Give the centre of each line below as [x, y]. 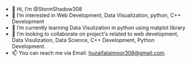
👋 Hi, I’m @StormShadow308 [47, 9]
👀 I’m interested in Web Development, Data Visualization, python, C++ [96, 15]
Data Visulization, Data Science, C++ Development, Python [83, 40]
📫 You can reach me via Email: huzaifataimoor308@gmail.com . [89, 53]
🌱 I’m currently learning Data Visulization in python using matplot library [98, 27]
